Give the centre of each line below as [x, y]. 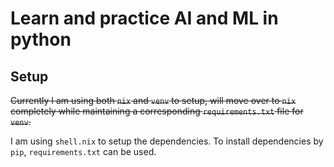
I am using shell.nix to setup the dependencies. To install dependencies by [167, 141]
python [41, 39]
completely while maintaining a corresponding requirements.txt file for [157, 111]
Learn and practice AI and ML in [144, 18]
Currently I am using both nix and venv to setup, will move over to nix [153, 100]
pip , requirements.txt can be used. [83, 151]
